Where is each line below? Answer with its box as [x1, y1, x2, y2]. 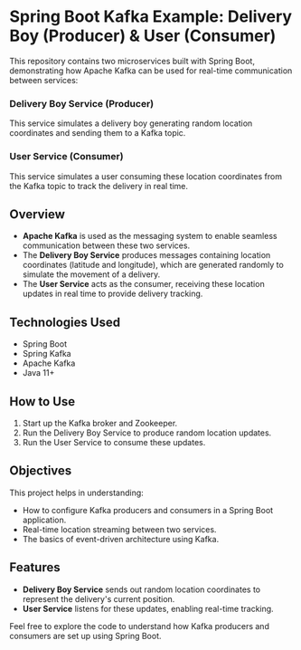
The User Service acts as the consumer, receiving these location [22, 279, 265, 290]
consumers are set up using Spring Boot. [9, 630, 162, 641]
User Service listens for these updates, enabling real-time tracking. [22, 603, 274, 614]
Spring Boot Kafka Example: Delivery [9, 6, 292, 27]
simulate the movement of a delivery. [22, 269, 161, 280]
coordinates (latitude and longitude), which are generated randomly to [22, 260, 285, 271]
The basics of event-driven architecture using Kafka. [22, 533, 220, 544]
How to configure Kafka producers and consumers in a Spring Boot [22, 504, 274, 515]
